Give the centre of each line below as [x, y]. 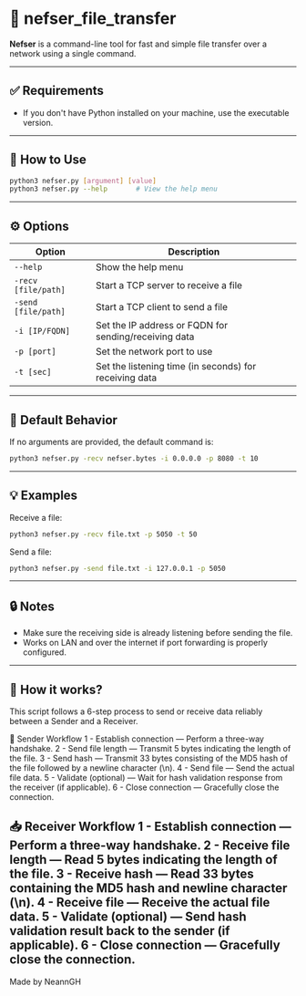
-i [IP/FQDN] [42, 331]
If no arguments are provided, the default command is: [112, 441]
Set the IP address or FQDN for [162, 326]
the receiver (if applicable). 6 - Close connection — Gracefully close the [144, 787]
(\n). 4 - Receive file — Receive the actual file [140, 903]
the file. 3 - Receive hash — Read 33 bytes [132, 874]
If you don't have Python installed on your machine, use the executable [156, 112]
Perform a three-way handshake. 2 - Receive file [150, 846]
